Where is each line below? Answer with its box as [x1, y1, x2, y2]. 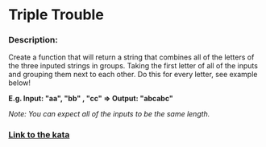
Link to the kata [8, 129, 70, 141]
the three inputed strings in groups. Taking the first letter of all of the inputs [8, 61, 258, 71]
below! [8, 78, 31, 88]
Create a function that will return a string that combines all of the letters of [8, 52, 255, 62]
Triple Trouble [8, 6, 105, 24]
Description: [8, 35, 58, 46]
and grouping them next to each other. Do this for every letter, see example [8, 70, 258, 80]
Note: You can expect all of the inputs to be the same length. [8, 109, 210, 119]
